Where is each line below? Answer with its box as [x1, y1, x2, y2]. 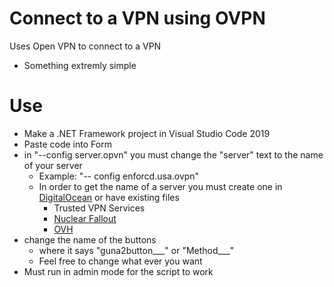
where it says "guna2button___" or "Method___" [38, 244, 235, 256]
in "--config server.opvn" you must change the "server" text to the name [23, 148, 324, 161]
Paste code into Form [23, 138, 112, 150]
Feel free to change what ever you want [38, 255, 203, 267]
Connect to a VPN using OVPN [9, 7, 266, 30]
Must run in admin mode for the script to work [23, 265, 214, 277]
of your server [23, 159, 83, 171]
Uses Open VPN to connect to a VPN [9, 40, 162, 52]
